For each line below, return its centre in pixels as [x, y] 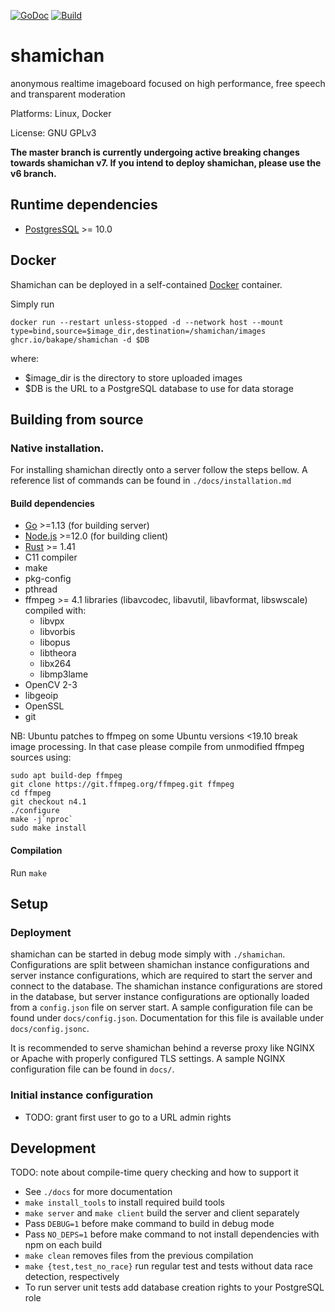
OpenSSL [44, 706]
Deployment [41, 932]
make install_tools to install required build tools [124, 1202]
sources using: [41, 757]
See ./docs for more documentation [98, 1192]
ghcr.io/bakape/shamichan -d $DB [80, 340]
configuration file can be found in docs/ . [92, 1069]
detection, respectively [72, 1277]
